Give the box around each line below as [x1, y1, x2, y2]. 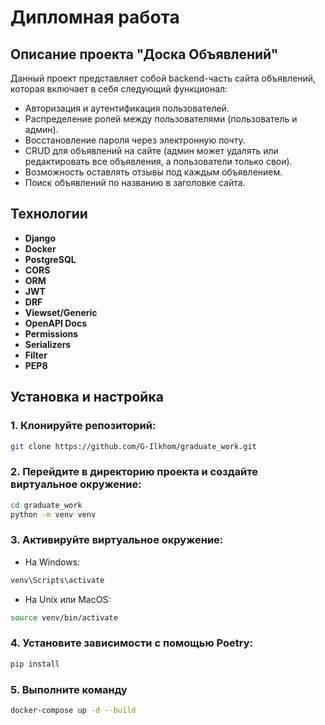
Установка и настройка [10, 389, 164, 406]
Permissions [24, 327, 79, 340]
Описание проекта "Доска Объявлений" [10, 46, 279, 63]
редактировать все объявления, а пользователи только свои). [24, 156, 293, 167]
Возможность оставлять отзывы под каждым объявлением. [24, 166, 283, 178]
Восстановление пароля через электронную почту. [24, 134, 246, 146]
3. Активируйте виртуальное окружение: [10, 533, 224, 547]
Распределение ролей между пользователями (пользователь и [24, 113, 298, 125]
